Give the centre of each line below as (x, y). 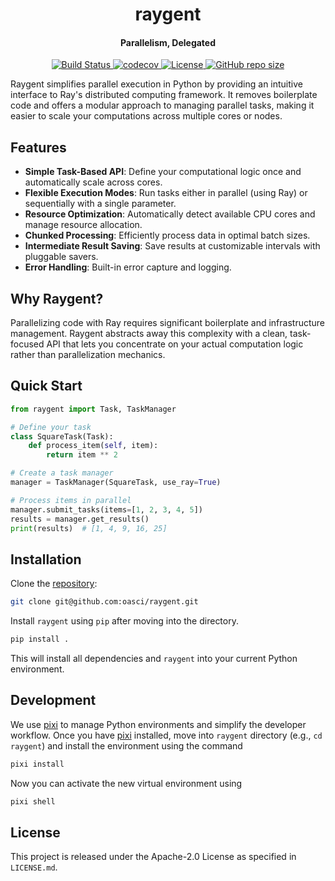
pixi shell (33, 801)
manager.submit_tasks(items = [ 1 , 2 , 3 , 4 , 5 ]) (106, 509)
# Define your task (51, 427)
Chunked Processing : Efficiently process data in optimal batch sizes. (167, 235)
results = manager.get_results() (80, 519)
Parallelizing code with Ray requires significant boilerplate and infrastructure (168, 323)
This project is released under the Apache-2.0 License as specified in (153, 857)
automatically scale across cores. (93, 182)
